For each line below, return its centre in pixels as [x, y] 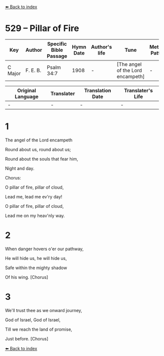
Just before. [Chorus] [27, 338]
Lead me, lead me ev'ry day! [34, 197]
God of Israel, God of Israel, [33, 320]
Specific [57, 44]
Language [27, 97]
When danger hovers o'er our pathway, [44, 249]
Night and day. [20, 168]
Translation [98, 90]
